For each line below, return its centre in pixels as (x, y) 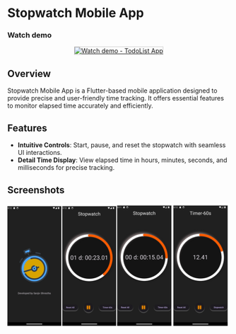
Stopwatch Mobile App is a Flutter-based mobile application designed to (112, 91)
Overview (29, 73)
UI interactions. (40, 153)
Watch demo (30, 35)
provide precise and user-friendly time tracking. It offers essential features (116, 98)
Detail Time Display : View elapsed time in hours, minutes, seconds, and (122, 160)
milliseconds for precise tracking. (66, 168)
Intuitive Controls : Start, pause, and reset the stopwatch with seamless (122, 145)
